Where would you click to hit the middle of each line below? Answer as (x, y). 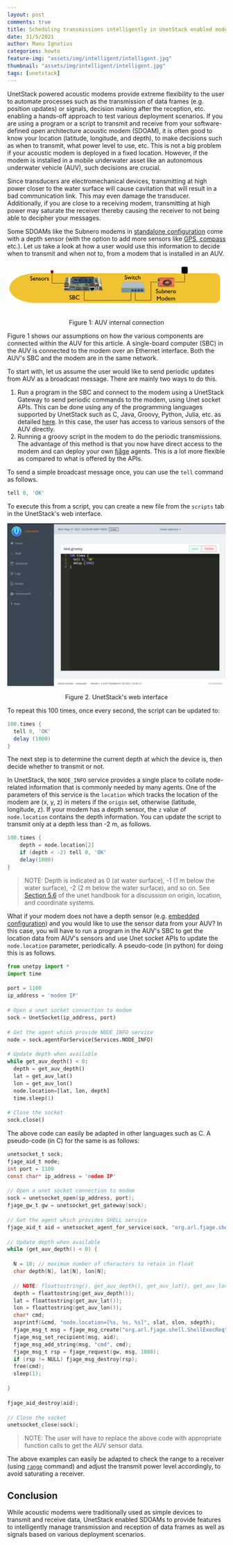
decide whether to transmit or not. (56, 767)
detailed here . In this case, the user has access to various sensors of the (121, 422)
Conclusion (33, 1495)
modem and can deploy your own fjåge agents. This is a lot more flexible (121, 452)
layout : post (26, 15)
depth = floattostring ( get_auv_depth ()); (74, 1293)
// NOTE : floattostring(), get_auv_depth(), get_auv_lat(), (102, 1286)
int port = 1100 (31, 1169)
